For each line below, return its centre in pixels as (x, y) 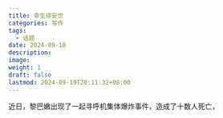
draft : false (30, 75)
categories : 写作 (36, 23)
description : (30, 53)
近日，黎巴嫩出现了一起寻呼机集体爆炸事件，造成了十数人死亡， (114, 106)
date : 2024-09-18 (37, 45)
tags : (17, 30)
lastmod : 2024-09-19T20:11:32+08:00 (69, 82)
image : (19, 61)
